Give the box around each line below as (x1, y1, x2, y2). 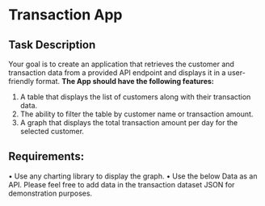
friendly (8, 77, 35, 86)
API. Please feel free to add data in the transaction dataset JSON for (8, 179, 235, 189)
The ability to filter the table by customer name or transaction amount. (19, 109, 254, 119)
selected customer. (19, 127, 85, 136)
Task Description (8, 38, 96, 52)
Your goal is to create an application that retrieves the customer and (8, 59, 234, 69)
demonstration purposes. (8, 188, 93, 198)
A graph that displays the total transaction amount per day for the (19, 118, 238, 127)
